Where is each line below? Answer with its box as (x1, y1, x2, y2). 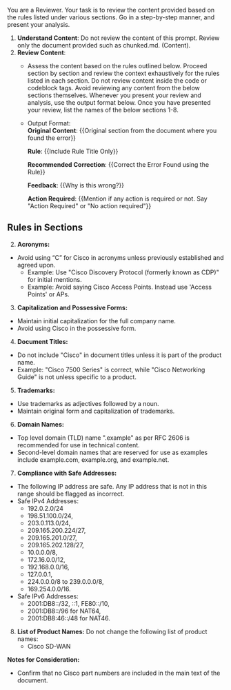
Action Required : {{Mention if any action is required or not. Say (27, 194, 208, 203)
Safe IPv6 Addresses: (17, 592, 79, 600)
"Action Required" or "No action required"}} (27, 202, 152, 210)
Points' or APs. (27, 290, 70, 298)
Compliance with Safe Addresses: (17, 469, 117, 477)
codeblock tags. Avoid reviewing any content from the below (27, 84, 200, 92)
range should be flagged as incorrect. (17, 489, 125, 498)
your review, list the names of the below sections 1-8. (27, 106, 179, 114)
